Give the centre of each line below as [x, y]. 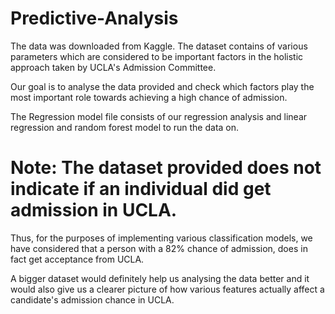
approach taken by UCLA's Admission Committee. [113, 67]
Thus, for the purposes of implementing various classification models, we [161, 238]
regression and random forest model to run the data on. [125, 127]
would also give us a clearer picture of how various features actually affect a [167, 289]
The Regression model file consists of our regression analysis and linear [159, 116]
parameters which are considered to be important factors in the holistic [157, 56]
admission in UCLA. [94, 210]
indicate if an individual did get [141, 189]
